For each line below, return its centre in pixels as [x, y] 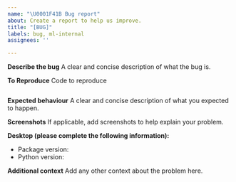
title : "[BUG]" [30, 27]
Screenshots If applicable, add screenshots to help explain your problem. [116, 122]
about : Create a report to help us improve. [75, 21]
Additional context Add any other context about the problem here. [105, 171]
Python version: [41, 157]
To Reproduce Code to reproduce [57, 81]
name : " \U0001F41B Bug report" [54, 14]
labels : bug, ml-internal [46, 34]
